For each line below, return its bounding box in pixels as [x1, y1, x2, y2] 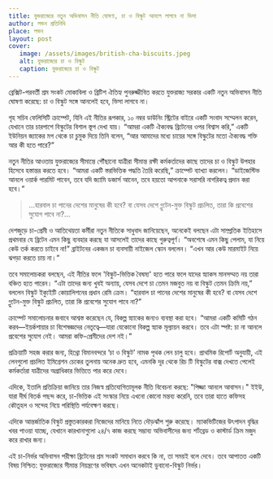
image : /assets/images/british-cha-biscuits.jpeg [19, 50, 191, 58]
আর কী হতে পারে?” [8, 140, 54, 150]
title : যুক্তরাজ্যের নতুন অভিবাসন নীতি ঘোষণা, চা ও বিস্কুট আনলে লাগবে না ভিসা [8, 11, 197, 20]
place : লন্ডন [8, 27, 44, 35]
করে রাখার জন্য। [8, 434, 48, 444]
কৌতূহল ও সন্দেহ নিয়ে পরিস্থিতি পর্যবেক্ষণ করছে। [8, 400, 120, 410]
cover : [8, 42, 31, 50]
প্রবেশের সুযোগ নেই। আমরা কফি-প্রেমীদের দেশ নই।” [8, 331, 132, 341]
